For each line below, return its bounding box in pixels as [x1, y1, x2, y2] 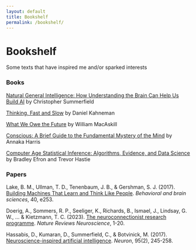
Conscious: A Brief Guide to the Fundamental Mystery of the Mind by [6, 132, 173, 139]
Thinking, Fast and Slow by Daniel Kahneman [6, 109, 115, 116]
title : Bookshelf [6, 14, 49, 20]
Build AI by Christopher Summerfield [6, 98, 95, 105]
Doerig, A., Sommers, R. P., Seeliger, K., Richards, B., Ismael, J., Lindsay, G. [6, 207, 187, 214]
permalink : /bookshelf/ [6, 19, 64, 25]
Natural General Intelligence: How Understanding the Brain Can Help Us [6, 92, 180, 99]
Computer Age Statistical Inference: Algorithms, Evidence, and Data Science [6, 150, 190, 157]
